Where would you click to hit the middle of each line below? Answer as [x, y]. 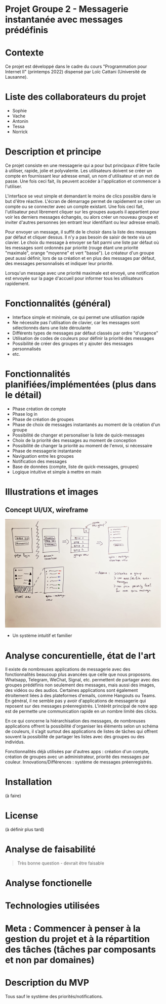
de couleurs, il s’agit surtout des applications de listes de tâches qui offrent [82, 731]
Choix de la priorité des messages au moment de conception [74, 440]
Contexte [24, 53]
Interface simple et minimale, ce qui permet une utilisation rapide [78, 317]
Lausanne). [17, 77]
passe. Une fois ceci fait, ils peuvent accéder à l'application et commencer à [83, 181]
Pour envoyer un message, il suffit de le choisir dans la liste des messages [81, 232]
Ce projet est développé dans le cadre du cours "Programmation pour [76, 67]
